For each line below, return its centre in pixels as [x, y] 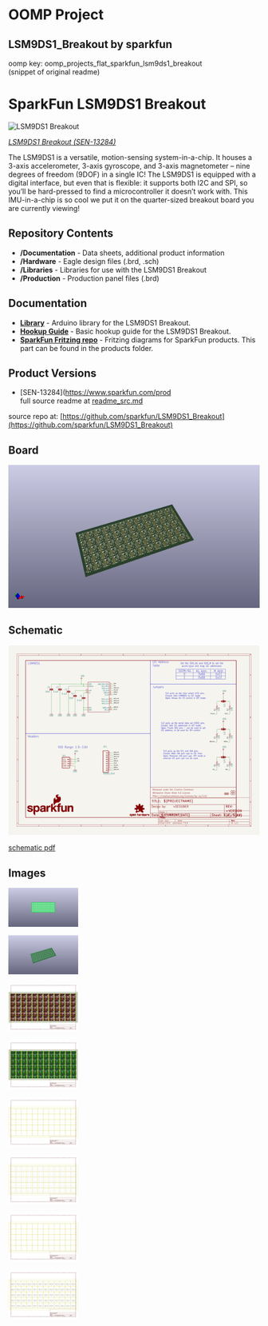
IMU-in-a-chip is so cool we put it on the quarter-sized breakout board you [131, 200]
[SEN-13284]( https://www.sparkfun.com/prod [95, 393]
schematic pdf [32, 848]
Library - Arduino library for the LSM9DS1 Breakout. [105, 322]
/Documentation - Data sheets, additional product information [122, 253]
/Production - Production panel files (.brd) [89, 278]
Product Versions [53, 373]
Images [27, 873]
